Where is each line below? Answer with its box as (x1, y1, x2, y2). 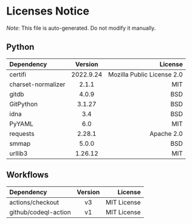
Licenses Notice (6, 4, 90, 18)
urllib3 (9, 149, 28, 157)
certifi (9, 70, 26, 78)
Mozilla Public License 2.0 (108, 70, 183, 78)
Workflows (6, 170, 49, 180)
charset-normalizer (9, 80, 66, 89)
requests (9, 129, 35, 138)
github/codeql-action (9, 208, 71, 216)
